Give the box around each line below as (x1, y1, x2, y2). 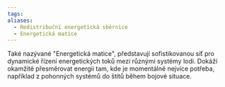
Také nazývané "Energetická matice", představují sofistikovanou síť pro (7, 50, 214, 58)
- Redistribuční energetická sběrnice (13, 23, 129, 30)
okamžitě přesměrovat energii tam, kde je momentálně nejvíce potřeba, (7, 64, 215, 73)
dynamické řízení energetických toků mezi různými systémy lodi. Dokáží (7, 57, 218, 66)
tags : (7, 10, 23, 18)
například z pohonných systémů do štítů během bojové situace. (7, 72, 192, 81)
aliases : (7, 17, 33, 24)
